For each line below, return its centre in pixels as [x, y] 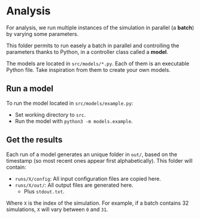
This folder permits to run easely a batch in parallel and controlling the [93, 45]
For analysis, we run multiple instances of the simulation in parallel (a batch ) [100, 28]
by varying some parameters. [43, 34]
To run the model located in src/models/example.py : [70, 103]
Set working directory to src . [50, 114]
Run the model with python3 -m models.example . [74, 121]
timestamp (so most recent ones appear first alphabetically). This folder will [99, 160]
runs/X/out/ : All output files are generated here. [74, 185]
